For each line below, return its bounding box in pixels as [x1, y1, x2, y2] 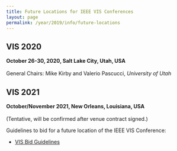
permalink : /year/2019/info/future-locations [6, 20, 120, 25]
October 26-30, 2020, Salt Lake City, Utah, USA [6, 57, 126, 65]
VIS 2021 [6, 87, 40, 97]
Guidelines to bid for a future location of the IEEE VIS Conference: [6, 127, 166, 134]
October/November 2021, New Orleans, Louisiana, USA [6, 103, 145, 110]
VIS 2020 [6, 41, 42, 52]
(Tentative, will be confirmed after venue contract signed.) [6, 115, 148, 122]
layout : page [6, 14, 38, 20]
